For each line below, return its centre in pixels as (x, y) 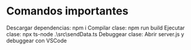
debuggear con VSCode (36, 40)
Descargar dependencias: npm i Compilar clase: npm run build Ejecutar (96, 28)
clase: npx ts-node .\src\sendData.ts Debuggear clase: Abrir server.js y (95, 34)
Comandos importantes (68, 11)
